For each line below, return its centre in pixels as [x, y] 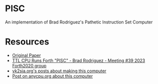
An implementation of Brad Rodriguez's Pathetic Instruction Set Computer [79, 22]
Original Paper [26, 55]
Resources [27, 42]
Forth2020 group [29, 65]
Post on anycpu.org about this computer [53, 76]
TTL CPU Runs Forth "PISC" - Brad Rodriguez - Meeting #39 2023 [79, 60]
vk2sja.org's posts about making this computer [59, 71]
